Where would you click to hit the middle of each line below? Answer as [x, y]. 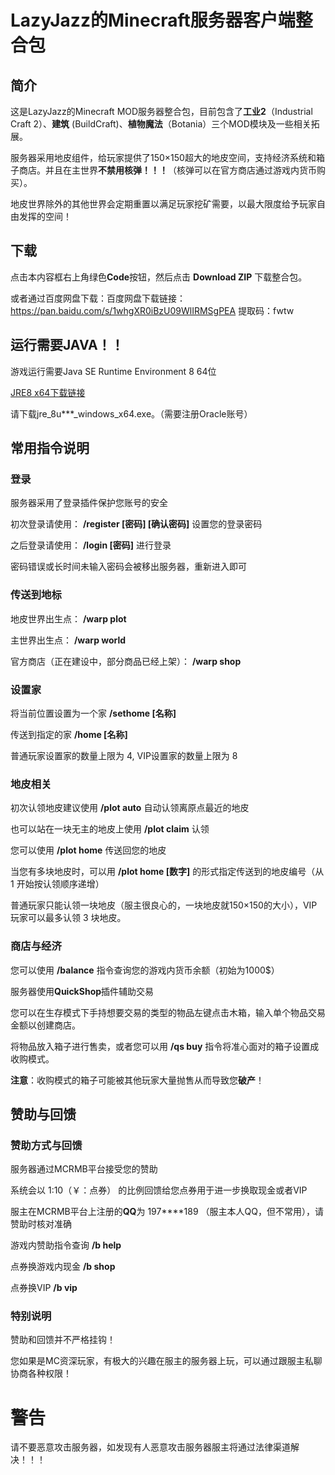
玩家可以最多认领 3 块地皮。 [68, 918]
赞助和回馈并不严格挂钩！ [63, 1340]
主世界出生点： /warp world [68, 640]
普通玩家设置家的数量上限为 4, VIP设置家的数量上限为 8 [124, 755]
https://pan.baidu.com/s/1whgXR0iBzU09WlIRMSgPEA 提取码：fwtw [152, 310]
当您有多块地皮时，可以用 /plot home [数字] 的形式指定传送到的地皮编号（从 [167, 872]
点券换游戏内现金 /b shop [63, 1267]
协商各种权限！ [41, 1373]
